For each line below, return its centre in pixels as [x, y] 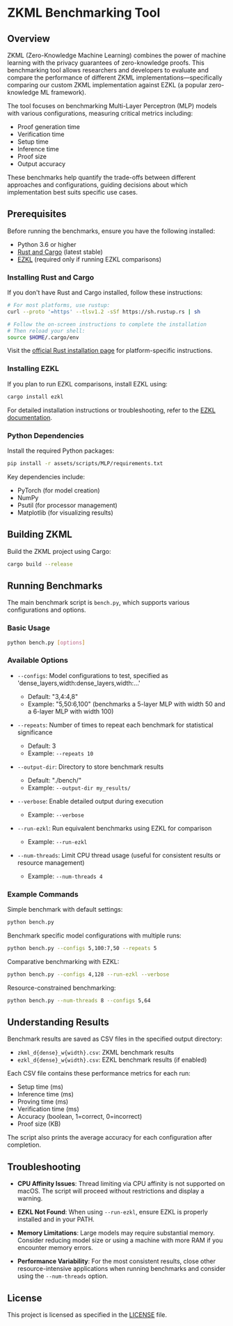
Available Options [38, 661]
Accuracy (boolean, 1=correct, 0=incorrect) [80, 1117]
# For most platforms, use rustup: [59, 306]
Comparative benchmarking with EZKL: [63, 961]
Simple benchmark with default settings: [65, 910]
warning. [30, 1198]
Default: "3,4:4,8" [53, 696]
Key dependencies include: [46, 476]
